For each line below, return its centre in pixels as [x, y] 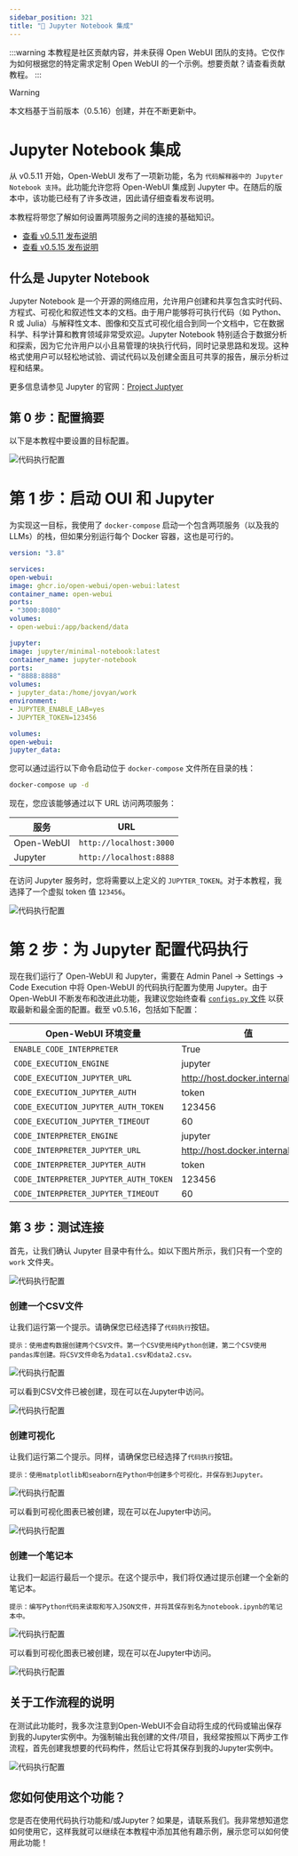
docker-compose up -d [49, 785]
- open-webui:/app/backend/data [69, 627]
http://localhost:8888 [126, 858]
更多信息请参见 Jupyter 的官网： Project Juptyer [96, 387]
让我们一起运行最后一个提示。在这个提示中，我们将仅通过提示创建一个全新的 [149, 1577]
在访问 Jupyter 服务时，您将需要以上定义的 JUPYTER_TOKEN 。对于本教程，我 [145, 881]
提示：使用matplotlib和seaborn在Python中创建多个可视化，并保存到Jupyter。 [138, 1475]
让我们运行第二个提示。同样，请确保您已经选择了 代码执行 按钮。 [123, 1457]
